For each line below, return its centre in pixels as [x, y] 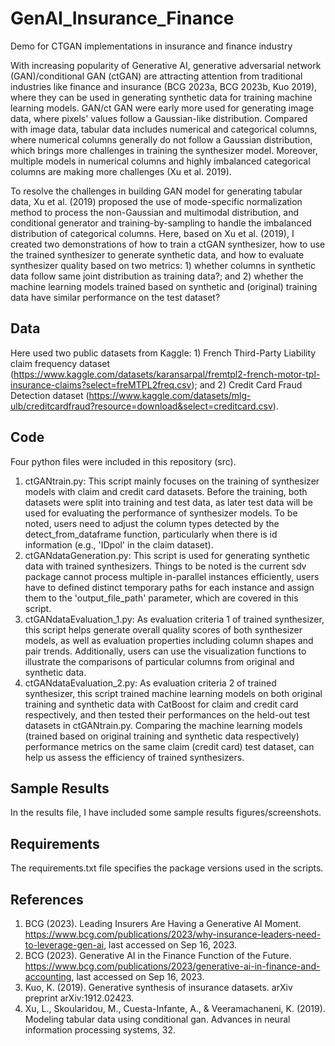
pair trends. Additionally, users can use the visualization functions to [165, 651]
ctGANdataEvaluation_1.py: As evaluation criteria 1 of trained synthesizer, [174, 619]
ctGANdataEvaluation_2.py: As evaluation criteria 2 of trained [150, 683]
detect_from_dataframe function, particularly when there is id [151, 534]
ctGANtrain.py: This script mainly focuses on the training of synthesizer [172, 481]
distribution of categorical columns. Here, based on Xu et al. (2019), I [152, 233]
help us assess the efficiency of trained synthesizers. [134, 757]
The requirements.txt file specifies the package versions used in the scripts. [167, 868]
